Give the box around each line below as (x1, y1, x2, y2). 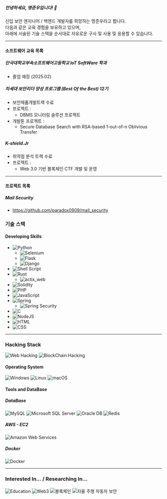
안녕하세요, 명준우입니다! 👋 (5, 4, 57, 10)
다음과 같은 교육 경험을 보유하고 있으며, (5, 24, 81, 30)
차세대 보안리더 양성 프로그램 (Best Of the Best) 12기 (5, 86, 108, 92)
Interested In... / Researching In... (5, 475, 88, 482)
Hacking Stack (5, 341, 41, 348)
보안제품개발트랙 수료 (12, 99, 54, 105)
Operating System (5, 364, 44, 370)
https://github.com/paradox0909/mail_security (12, 207, 108, 213)
